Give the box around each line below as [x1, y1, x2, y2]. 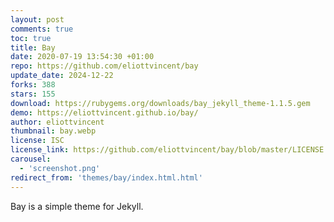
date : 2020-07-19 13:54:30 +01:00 [10, 52, 155, 62]
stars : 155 [10, 89, 56, 99]
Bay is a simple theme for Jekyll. [10, 200, 144, 212]
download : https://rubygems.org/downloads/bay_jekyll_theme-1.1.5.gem [10, 98, 311, 108]
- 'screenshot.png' [19, 163, 101, 173]
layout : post [10, 14, 65, 25]
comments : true [10, 24, 74, 34]
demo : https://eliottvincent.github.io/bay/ [10, 107, 199, 118]
